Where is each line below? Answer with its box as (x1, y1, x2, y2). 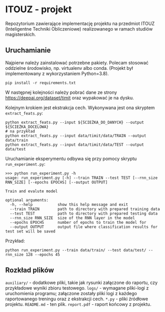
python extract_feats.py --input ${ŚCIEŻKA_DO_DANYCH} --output (5, 120, 144, 125)
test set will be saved (5, 228, 56, 234)
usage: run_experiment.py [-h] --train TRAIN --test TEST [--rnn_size (5, 175, 158, 180)
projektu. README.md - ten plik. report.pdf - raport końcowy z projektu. (5, 301, 151, 307)
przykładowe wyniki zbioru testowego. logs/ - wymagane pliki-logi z (5, 284, 149, 291)
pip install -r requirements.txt (5, 80, 76, 85)
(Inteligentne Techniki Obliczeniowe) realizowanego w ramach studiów (5, 25, 153, 32)
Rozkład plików (5, 266, 54, 275)
